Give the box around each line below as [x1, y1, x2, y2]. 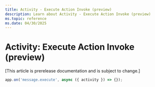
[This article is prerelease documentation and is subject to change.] [5, 68, 140, 74]
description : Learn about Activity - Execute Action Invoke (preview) [5, 12, 151, 17]
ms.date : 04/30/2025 [5, 20, 47, 26]
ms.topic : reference [5, 16, 47, 21]
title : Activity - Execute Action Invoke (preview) [5, 7, 112, 12]
